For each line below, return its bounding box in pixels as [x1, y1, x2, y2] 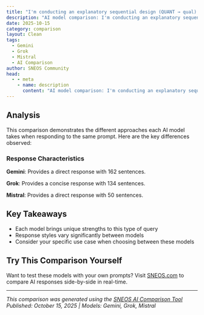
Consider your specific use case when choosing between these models [15, 237, 194, 245]
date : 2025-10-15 [6, 20, 50, 26]
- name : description [17, 82, 69, 88]
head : [6, 71, 20, 77]
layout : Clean [6, 31, 42, 38]
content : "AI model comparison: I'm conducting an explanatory [22, 88, 186, 94]
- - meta [12, 76, 34, 82]
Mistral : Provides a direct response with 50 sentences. [6, 191, 144, 199]
